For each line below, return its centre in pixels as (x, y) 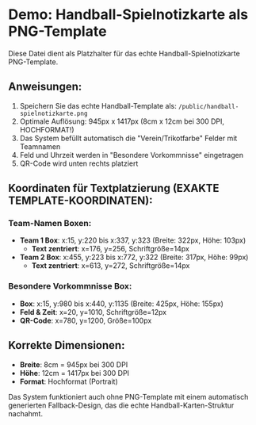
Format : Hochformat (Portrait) (69, 381)
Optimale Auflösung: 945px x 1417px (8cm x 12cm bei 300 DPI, (122, 121)
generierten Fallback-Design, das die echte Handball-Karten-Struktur (121, 405)
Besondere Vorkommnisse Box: (70, 286)
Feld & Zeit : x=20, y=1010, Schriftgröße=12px (93, 312)
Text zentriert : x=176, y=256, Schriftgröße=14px (111, 249)
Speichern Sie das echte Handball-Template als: (98, 105)
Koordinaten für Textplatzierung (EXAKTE (114, 188)
